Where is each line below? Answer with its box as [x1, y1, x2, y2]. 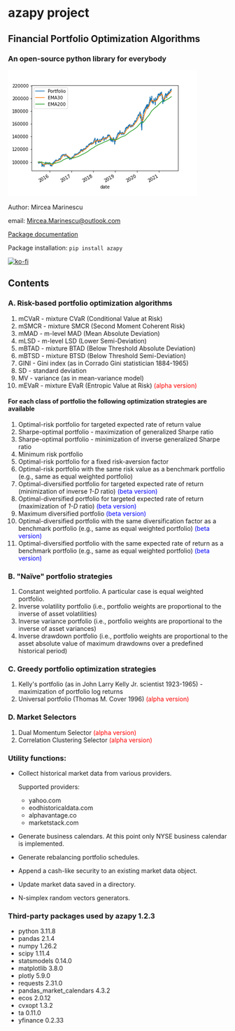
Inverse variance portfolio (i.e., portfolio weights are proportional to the [17, 617, 222, 625]
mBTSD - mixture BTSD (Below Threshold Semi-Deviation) [17, 351, 186, 360]
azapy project [8, 5, 90, 21]
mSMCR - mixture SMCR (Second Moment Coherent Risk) [17, 322, 185, 330]
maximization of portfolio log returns [17, 688, 123, 696]
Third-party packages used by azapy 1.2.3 [8, 911, 156, 920]
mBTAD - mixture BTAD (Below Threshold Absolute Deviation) [17, 344, 196, 353]
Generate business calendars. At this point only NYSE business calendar [17, 832, 227, 840]
